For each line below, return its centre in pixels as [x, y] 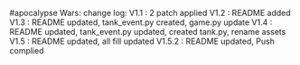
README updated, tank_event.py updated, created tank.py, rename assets [148, 32]
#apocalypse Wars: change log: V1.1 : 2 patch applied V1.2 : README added [150, 13]
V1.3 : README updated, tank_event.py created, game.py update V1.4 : [141, 22]
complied [27, 51]
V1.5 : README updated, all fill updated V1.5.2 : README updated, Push [142, 41]
